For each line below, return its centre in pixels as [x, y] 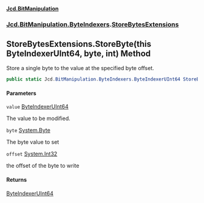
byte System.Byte [28, 130]
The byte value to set [33, 142]
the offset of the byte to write [43, 166]
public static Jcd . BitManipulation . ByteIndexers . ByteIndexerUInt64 [93, 79]
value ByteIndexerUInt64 [37, 107]
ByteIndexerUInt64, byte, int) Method [79, 53]
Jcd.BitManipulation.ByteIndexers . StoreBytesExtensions [93, 24]
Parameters [21, 93]
